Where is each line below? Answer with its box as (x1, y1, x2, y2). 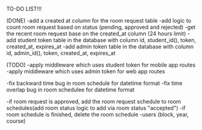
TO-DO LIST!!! (6, 5, 42, 12)
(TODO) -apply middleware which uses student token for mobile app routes (6, 61, 196, 68)
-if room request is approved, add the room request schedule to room (6, 98, 181, 105)
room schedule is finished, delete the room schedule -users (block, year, (6, 111, 189, 118)
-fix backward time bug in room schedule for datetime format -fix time (6, 79, 183, 87)
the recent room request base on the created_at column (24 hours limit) (6, 30, 186, 37)
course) (6, 117, 26, 125)
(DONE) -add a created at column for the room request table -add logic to (6, 17, 192, 24)
